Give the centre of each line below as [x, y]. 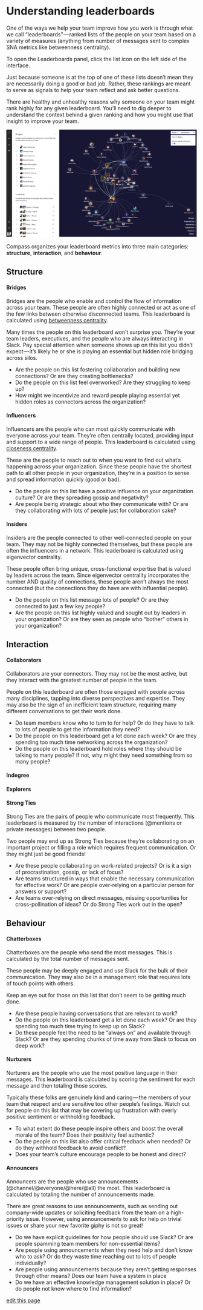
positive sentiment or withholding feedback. [61, 1117]
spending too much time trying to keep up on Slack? [80, 1026]
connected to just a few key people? [60, 606]
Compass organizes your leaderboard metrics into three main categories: [97, 246]
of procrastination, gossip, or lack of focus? [69, 872]
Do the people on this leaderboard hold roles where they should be [98, 748]
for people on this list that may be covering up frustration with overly [92, 1110]
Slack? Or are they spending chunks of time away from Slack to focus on [105, 1039]
